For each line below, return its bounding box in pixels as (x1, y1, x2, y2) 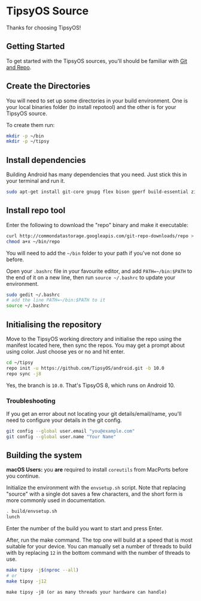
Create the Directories (6, 81, 91, 91)
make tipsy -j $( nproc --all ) (6, 567, 79, 573)
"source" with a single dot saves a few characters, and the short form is (6, 490, 183, 498)
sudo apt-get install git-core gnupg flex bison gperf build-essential (6, 189, 188, 195)
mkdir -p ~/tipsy (6, 138, 50, 144)
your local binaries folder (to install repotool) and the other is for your (6, 103, 176, 110)
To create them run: (6, 121, 55, 128)
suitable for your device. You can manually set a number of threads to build (6, 543, 191, 550)
